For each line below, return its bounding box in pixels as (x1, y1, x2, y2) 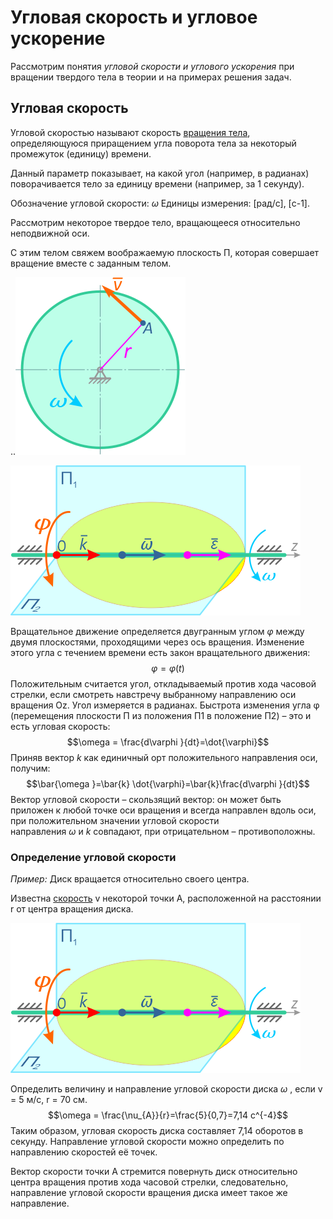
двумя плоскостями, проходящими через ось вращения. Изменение (10, 636, 305, 648)
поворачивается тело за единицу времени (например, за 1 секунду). (10, 177, 305, 190)
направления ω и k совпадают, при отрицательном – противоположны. (10, 825, 316, 837)
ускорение (10, 27, 106, 50)
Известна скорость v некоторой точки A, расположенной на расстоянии (10, 892, 322, 905)
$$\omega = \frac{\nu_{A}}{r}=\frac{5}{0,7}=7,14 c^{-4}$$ (47, 1109, 288, 1121)
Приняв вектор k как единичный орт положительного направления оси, (10, 751, 318, 763)
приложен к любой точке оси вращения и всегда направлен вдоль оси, (10, 804, 317, 816)
